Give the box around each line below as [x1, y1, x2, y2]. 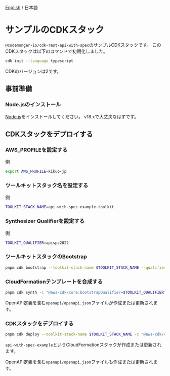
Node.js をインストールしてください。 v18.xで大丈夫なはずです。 [5, 113, 139, 119]
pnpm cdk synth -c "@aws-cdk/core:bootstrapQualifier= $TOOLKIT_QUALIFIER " [5, 290, 166, 295]
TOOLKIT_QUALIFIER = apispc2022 [5, 240, 69, 245]
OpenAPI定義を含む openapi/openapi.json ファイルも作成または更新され [5, 359, 153, 365]
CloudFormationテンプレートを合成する [5, 278, 103, 285]
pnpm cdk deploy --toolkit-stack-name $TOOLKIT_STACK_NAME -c [5, 332, 139, 337]
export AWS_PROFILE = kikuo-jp [5, 169, 67, 174]
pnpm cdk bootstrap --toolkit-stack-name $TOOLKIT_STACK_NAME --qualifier [5, 265, 166, 270]
